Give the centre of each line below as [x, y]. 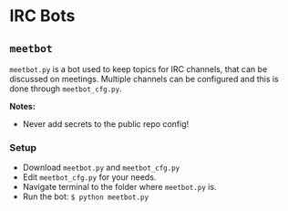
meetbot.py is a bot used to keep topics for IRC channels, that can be [139, 69]
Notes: [23, 106]
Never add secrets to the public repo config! [106, 124]
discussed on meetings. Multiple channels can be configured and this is [144, 79]
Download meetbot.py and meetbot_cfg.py [101, 168]
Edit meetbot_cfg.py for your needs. [89, 177]
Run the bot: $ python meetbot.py [85, 196]
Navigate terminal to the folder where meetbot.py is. [119, 187]
